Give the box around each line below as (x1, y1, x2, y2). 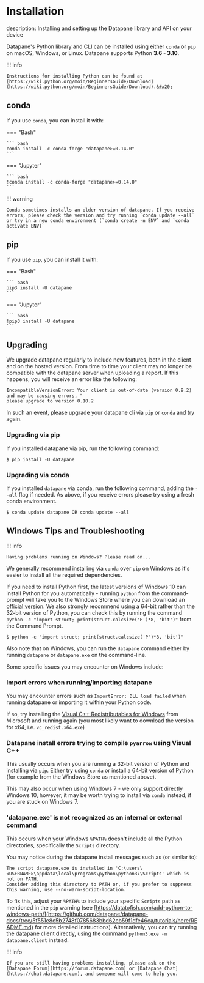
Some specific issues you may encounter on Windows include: (6, 662, 164, 670)
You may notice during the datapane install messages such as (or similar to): (6, 853, 198, 861)
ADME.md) (6, 923, 33, 930)
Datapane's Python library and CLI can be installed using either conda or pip (6, 43, 196, 50)
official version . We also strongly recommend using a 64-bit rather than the (6, 603, 195, 610)
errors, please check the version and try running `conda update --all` (6, 212, 195, 218)
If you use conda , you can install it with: (6, 116, 104, 124)
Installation (6, 4, 65, 18)
